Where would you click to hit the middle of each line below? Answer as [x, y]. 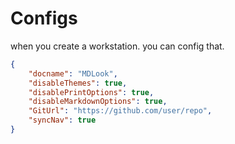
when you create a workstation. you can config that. [117, 46]
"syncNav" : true [62, 120]
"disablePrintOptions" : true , [91, 92]
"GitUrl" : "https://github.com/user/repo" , [120, 111]
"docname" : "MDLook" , [73, 73]
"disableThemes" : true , [78, 83]
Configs [44, 18]
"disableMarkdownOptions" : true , [98, 102]
